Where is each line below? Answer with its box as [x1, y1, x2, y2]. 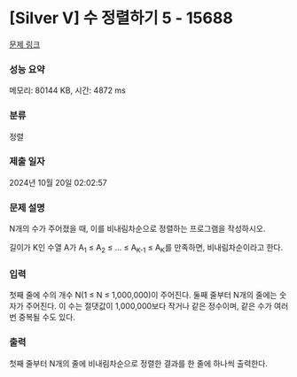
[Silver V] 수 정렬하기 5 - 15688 [9, 8, 233, 28]
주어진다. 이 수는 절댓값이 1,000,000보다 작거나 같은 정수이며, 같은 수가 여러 [25, 301, 289, 312]
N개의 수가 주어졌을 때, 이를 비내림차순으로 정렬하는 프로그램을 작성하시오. [9, 223, 266, 235]
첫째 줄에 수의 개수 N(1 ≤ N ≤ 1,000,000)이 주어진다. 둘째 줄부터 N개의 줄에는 [9, 289, 277, 301]
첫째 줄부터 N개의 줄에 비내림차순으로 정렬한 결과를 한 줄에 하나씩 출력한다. [9, 358, 269, 368]
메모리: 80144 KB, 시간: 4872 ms [9, 85, 126, 96]
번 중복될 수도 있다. [9, 312, 75, 323]
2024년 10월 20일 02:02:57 [9, 177, 108, 188]
